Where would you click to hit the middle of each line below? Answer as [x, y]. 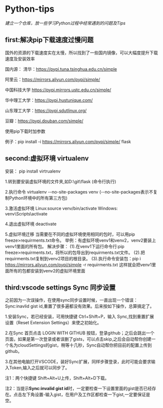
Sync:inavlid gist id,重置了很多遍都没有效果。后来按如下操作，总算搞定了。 [80, 306]
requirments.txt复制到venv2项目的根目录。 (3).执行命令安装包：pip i [73, 258]
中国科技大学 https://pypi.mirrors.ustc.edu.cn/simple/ [58, 90]
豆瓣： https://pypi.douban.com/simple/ [44, 121]
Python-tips [30, 9]
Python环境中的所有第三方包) [38, 198]
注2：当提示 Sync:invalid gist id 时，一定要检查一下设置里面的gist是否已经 [78, 389]
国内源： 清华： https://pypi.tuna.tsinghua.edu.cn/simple [61, 69]
